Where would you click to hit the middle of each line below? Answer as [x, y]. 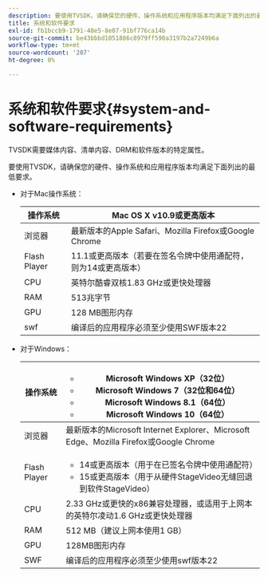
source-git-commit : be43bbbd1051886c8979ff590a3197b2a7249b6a [114, 38]
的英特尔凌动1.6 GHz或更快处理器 [129, 516]
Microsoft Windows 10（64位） [168, 414]
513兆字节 [91, 298]
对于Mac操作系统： [51, 193]
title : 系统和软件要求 [42, 23]
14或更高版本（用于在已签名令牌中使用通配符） [168, 464]
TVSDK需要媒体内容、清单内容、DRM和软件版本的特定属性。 [108, 149]
